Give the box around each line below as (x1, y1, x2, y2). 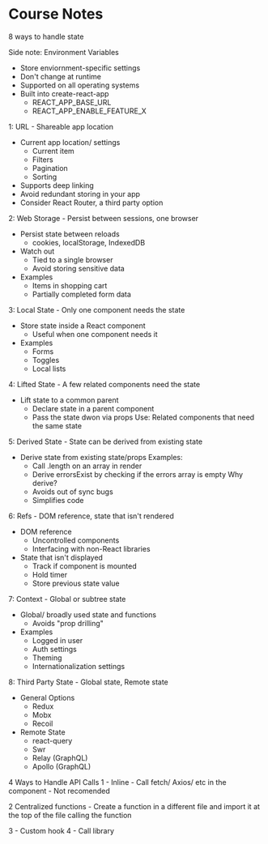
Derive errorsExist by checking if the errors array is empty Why (32, 469, 244, 479)
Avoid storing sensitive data (32, 263, 125, 273)
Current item (32, 146, 74, 156)
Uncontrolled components (32, 535, 120, 545)
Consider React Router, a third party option (19, 198, 164, 207)
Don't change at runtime (19, 71, 101, 81)
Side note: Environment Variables (8, 47, 119, 57)
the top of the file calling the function (8, 810, 132, 820)
